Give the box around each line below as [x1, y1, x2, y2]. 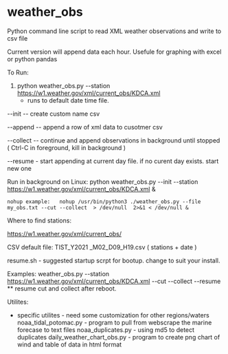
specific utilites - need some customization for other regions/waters [16, 311, 209, 319]
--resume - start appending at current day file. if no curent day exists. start [7, 156, 219, 165]
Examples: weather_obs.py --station [7, 269, 110, 278]
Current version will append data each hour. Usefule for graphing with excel [7, 48, 222, 56]
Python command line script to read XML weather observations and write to [7, 27, 222, 35]
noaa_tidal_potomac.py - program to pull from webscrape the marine [16, 318, 212, 326]
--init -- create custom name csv [7, 110, 100, 118]
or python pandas [7, 54, 58, 63]
